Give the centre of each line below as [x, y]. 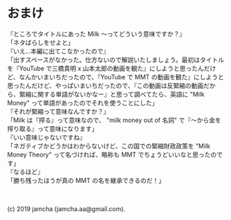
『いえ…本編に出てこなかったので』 [58, 51]
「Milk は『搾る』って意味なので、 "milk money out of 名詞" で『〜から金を [114, 120]
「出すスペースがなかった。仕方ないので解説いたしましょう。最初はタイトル [116, 59]
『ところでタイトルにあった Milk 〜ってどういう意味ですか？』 [96, 34]
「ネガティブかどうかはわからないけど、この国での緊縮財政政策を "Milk [109, 146]
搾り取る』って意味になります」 [53, 128]
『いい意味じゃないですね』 [47, 137]
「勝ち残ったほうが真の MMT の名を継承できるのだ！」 [86, 180]
